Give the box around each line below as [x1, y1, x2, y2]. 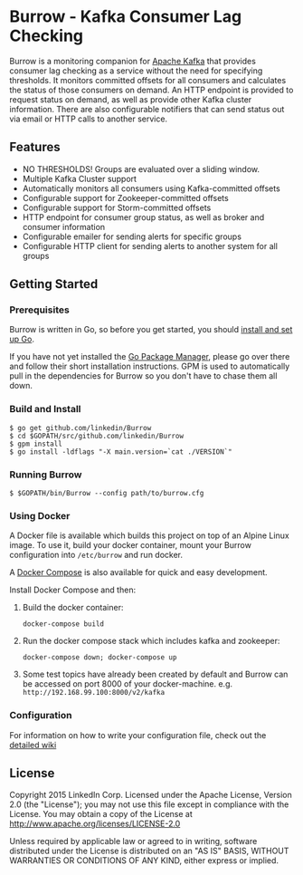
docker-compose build [22, 620, 104, 629]
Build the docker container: [22, 602, 124, 613]
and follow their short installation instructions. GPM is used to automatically [9, 361, 290, 372]
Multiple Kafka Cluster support [22, 173, 137, 184]
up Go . [9, 333, 34, 345]
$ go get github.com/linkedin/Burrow [9, 423, 152, 432]
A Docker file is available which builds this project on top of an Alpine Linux [9, 530, 289, 541]
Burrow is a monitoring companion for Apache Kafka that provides [9, 55, 256, 66]
